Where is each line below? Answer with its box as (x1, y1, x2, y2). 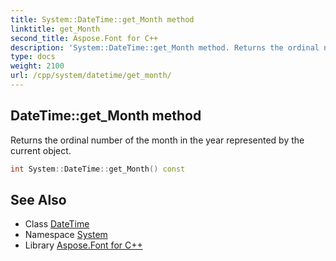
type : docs (10, 52, 56, 62)
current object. (10, 144, 72, 156)
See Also (10, 191, 67, 208)
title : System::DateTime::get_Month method (10, 14, 195, 25)
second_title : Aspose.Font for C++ (10, 33, 159, 43)
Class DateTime (24, 218, 90, 230)
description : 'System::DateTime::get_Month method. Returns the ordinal (10, 42, 320, 53)
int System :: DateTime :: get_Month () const (10, 164, 186, 174)
